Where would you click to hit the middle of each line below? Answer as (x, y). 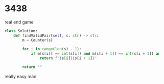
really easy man (21, 76)
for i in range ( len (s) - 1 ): (52, 49)
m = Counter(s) (38, 40)
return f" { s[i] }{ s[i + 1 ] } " (68, 58)
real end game (19, 22)
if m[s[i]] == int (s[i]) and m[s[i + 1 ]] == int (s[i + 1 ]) (92, 54)
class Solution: (21, 31)
